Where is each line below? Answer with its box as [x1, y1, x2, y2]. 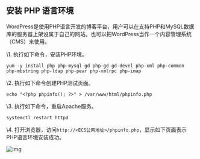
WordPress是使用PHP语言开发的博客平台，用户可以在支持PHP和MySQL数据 [6, 23, 195, 30]
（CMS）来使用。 [6, 38, 50, 45]
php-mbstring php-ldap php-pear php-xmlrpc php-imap [6, 68, 142, 74]
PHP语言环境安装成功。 [6, 133, 65, 140]
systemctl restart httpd [6, 114, 69, 120]
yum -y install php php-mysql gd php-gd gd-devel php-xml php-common [6, 63, 185, 69]
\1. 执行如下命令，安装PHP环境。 [6, 51, 87, 58]
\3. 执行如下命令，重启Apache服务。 [6, 102, 98, 110]
